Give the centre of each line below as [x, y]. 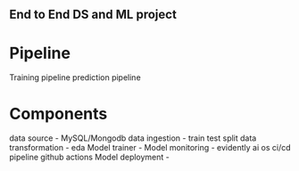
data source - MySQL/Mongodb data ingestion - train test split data [133, 138]
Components [58, 114]
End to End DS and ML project [93, 15]
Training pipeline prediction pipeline [75, 77]
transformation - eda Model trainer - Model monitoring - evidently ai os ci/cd [150, 148]
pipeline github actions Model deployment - [89, 157]
